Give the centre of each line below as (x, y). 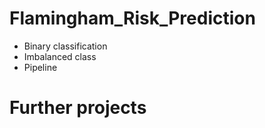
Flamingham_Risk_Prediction (132, 18)
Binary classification (65, 46)
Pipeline (40, 67)
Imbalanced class (60, 56)
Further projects (78, 108)
